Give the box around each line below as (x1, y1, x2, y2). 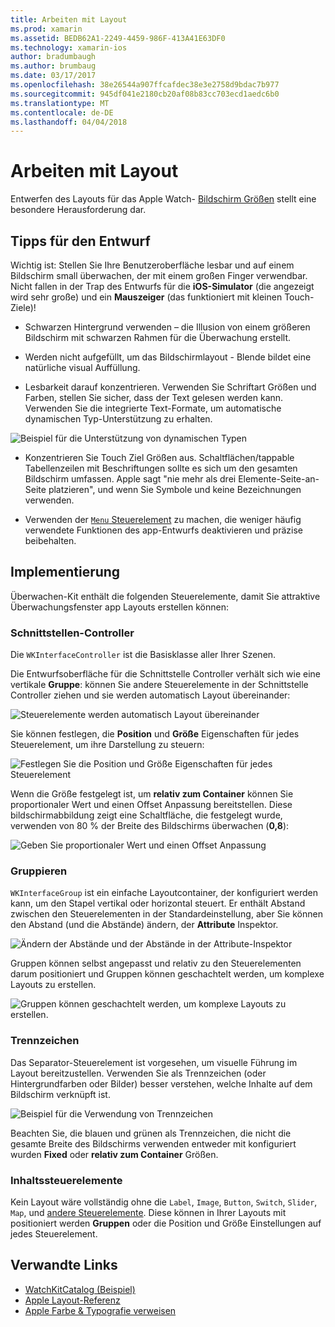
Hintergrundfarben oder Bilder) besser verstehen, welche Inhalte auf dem (10, 1077, 313, 1090)
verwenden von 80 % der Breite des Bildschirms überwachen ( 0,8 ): (10, 820, 290, 832)
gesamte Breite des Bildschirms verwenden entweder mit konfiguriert (10, 1137, 297, 1150)
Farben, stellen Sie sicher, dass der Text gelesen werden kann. (24, 392, 284, 403)
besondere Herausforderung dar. (10, 204, 147, 216)
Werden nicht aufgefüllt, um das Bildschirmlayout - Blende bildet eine (24, 351, 312, 363)
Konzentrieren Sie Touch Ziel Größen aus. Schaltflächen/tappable (24, 452, 295, 463)
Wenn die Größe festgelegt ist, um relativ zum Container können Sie (10, 788, 294, 800)
